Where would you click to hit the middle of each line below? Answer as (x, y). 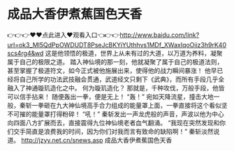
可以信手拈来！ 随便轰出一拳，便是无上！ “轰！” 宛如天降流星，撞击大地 (111, 96)
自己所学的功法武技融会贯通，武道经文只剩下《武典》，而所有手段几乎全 (122, 79)
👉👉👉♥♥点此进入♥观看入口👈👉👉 (64, 35)
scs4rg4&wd (25, 53)
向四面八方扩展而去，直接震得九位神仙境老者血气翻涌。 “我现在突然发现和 (114, 122)
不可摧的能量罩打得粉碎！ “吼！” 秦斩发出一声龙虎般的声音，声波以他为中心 (116, 114)
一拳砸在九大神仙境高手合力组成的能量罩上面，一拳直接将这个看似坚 (129, 105)
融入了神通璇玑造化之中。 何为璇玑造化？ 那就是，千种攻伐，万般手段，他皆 (116, 88)
